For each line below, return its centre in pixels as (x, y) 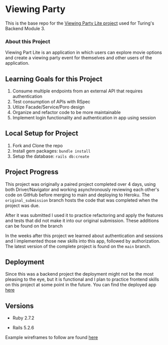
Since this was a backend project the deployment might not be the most (79, 274)
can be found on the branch (34, 226)
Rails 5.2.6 (23, 328)
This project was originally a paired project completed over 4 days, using (80, 184)
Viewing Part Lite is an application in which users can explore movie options (83, 52)
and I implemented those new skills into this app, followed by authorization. (83, 241)
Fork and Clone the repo (38, 145)
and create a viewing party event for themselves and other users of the (79, 58)
